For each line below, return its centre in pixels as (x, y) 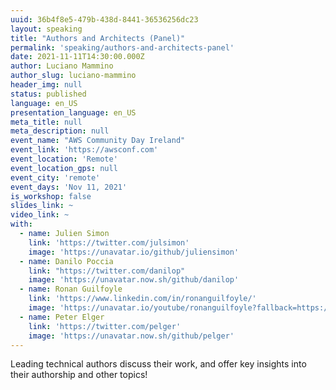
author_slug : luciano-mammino (73, 76)
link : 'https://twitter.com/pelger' (105, 326)
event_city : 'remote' (55, 177)
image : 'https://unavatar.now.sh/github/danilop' (134, 280)
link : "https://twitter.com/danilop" (107, 271)
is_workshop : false (51, 196)
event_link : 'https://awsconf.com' (84, 150)
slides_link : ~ (42, 206)
